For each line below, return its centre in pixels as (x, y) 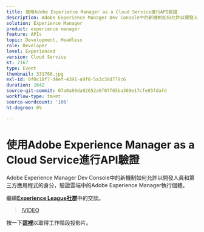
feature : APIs (24, 35)
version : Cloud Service (36, 57)
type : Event (21, 68)
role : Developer (27, 46)
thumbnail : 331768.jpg (35, 74)
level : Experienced (31, 51)
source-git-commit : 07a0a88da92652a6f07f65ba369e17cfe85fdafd (87, 91)
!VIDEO (30, 210)
